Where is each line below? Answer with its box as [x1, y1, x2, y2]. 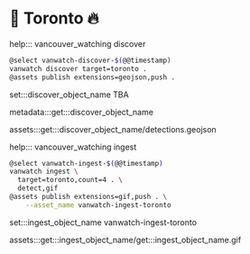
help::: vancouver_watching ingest [9, 141, 137, 152]
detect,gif [17, 184, 59, 193]
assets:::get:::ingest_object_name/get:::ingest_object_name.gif [9, 234, 242, 245]
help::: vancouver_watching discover [9, 38, 146, 49]
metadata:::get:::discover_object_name [9, 106, 153, 117]
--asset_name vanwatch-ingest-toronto [25, 200, 171, 210]
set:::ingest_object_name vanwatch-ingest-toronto [9, 216, 197, 228]
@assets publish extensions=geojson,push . [9, 72, 176, 82]
